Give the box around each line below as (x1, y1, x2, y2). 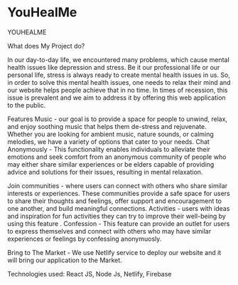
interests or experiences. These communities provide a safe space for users (7, 189, 230, 197)
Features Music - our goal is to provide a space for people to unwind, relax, (7, 115, 228, 123)
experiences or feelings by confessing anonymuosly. (7, 234, 162, 243)
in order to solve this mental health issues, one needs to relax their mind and (7, 78, 231, 86)
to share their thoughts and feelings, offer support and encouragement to (7, 197, 222, 205)
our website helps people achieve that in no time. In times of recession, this (7, 85, 228, 94)
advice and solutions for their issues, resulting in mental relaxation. (7, 167, 203, 176)
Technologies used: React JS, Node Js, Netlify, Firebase (7, 269, 172, 278)
